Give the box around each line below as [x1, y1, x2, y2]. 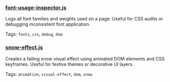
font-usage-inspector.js [5, 4, 67, 11]
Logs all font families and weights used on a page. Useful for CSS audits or [5, 16, 163, 22]
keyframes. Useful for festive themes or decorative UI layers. [5, 61, 134, 67]
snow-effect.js [5, 44, 43, 51]
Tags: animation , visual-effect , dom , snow [5, 71, 93, 77]
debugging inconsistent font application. [5, 21, 91, 27]
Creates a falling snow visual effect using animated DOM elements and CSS [5, 55, 165, 61]
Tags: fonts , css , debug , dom [5, 31, 63, 37]
